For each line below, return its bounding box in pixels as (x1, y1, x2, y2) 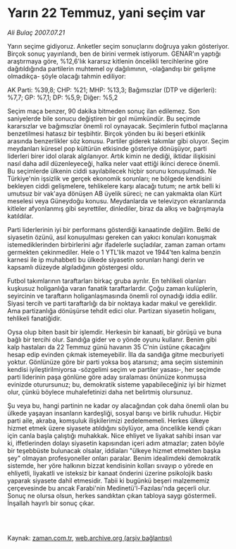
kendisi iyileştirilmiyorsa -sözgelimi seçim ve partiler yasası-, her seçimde (7, 365, 221, 373)
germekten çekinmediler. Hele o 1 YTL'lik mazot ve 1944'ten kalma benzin (7, 248, 221, 256)
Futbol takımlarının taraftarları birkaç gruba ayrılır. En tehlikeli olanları (7, 277, 206, 285)
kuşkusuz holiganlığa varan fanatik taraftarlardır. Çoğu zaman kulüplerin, (7, 284, 218, 292)
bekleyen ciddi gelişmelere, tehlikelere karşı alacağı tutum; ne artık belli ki (7, 181, 221, 190)
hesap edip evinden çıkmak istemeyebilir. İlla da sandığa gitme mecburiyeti (7, 350, 224, 358)
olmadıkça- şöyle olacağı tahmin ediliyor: (7, 72, 126, 80)
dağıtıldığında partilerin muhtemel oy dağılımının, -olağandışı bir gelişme (7, 64, 216, 73)
